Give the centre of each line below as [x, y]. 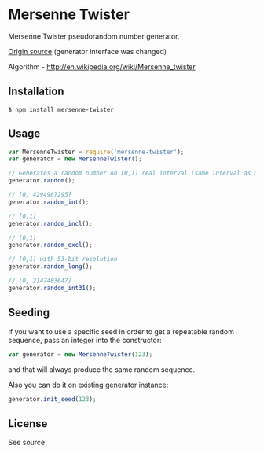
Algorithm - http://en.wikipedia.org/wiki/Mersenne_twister [102, 66]
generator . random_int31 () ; [52, 288]
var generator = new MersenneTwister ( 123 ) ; [81, 354]
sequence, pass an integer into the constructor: [85, 340]
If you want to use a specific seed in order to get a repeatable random [121, 331]
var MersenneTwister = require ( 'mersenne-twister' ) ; [96, 152]
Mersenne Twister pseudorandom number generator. [94, 36]
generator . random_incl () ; [50, 223]
